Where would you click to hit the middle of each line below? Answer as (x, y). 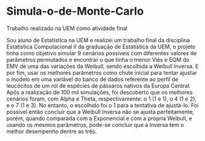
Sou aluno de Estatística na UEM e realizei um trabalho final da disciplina (98, 40)
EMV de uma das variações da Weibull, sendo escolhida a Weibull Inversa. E (102, 66)
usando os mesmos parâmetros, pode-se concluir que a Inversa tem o (95, 124)
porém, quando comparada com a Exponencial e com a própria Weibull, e (99, 118)
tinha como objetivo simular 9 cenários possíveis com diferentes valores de (102, 53)
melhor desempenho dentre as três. (52, 131)
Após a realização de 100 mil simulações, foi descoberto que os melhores (99, 92)
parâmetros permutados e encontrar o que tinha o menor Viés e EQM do (98, 59)
